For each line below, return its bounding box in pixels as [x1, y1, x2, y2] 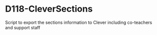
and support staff [5, 24, 40, 30]
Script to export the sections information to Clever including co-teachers [5, 19, 153, 25]
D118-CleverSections [5, 3, 93, 15]
